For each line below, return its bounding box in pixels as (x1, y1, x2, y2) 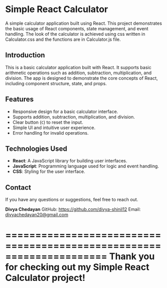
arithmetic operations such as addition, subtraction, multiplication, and (5, 70, 152, 76)
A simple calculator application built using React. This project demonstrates (5, 20, 162, 26)
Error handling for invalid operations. (12, 130, 89, 136)
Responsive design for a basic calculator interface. (12, 108, 119, 114)
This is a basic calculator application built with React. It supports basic (5, 64, 151, 70)
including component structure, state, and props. (5, 80, 107, 86)
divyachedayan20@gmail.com (5, 212, 69, 218)
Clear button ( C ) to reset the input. (12, 119, 83, 125)
